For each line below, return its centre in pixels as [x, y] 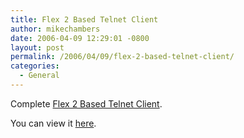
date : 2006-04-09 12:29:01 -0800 [80, 38]
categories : [35, 66]
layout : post [37, 47]
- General [39, 76]
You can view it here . [53, 123]
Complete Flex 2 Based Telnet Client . [86, 103]
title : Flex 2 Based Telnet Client [84, 19]
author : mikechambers [55, 29]
